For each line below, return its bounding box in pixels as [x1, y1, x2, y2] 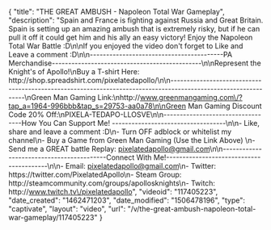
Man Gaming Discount [187, 101, 262, 111]
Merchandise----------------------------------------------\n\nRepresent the [8, 58, 261, 68]
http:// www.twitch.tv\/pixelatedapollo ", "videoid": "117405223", [8, 187, 218, 196]
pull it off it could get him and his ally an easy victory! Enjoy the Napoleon [8, 32, 253, 42]
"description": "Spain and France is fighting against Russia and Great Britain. [8, 15, 264, 25]
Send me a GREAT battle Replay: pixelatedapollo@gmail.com [8, 144, 210, 153]
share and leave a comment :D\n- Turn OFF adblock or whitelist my [8, 127, 232, 136]
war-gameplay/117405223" [8, 213, 99, 222]
